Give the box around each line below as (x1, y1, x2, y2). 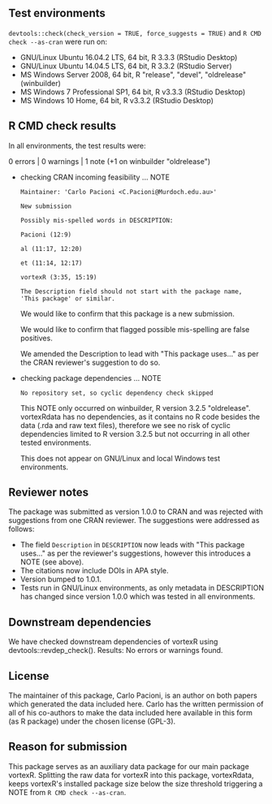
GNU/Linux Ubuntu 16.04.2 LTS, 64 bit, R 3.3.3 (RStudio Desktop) (19, 52, 238, 62)
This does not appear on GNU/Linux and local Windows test (19, 453, 221, 463)
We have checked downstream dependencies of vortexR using (8, 637, 218, 646)
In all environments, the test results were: (8, 140, 146, 150)
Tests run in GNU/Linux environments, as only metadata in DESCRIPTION (19, 583, 265, 593)
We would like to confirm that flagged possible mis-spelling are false (19, 324, 250, 334)
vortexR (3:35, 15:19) (19, 273, 97, 281)
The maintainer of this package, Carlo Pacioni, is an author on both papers (8, 690, 257, 701)
